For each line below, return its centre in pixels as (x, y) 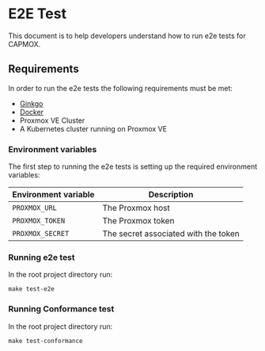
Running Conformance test (61, 309)
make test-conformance (45, 341)
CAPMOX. (25, 44)
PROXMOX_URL (35, 208)
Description (171, 195)
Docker (32, 112)
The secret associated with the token (171, 234)
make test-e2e (32, 289)
